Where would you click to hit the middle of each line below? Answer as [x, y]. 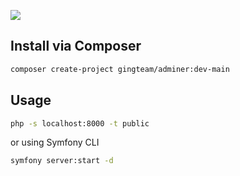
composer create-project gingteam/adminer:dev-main [120, 69]
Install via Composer [76, 46]
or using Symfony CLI [55, 142]
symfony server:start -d [62, 161]
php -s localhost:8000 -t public [80, 123]
